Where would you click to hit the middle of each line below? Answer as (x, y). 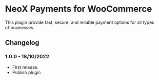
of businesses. (20, 27)
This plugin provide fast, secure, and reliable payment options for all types (80, 22)
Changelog (22, 43)
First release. (25, 67)
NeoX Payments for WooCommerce (79, 9)
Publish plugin (26, 72)
